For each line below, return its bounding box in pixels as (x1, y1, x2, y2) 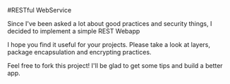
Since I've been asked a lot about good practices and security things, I (7, 20, 212, 27)
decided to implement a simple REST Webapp (7, 27, 140, 35)
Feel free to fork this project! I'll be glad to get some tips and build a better (7, 62, 224, 69)
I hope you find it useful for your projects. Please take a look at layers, (7, 41, 210, 48)
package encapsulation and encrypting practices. (7, 48, 152, 56)
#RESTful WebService (7, 6, 72, 14)
